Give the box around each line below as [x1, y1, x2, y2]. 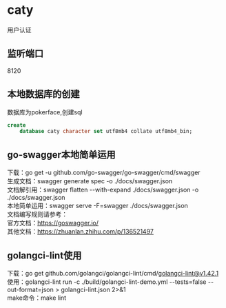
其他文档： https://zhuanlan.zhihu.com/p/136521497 [7, 227, 154, 236]
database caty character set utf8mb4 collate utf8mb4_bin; [19, 128, 193, 135]
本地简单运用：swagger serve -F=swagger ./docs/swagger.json [7, 202, 188, 210]
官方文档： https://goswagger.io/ [7, 219, 99, 227]
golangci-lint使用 [7, 249, 82, 261]
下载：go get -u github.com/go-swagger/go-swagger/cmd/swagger [7, 168, 201, 177]
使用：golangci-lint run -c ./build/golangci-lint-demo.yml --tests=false [7, 278, 207, 286]
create [7, 121, 26, 129]
